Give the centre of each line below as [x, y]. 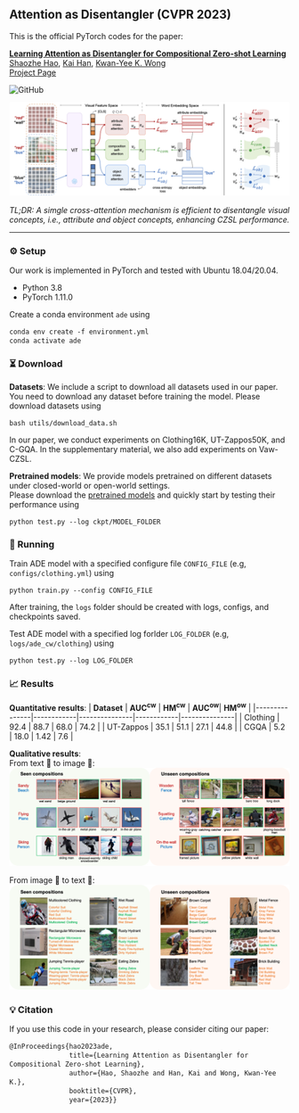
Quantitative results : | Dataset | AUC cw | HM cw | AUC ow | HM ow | [130, 707]
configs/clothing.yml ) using [62, 573]
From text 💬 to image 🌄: [52, 763]
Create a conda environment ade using [80, 315]
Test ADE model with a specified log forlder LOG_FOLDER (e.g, [119, 634]
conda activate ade [45, 341]
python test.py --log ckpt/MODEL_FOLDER [85, 522]
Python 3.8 [42, 288]
